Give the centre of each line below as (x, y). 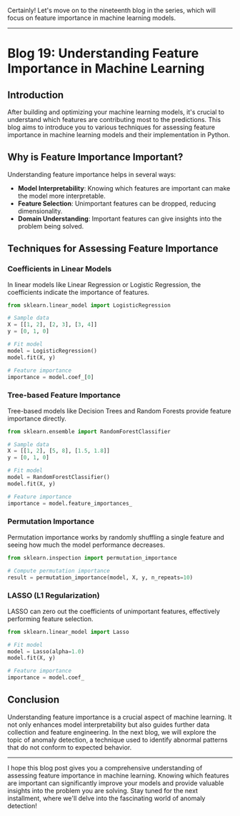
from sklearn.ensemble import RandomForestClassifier (89, 431)
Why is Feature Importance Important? (95, 157)
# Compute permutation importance (59, 570)
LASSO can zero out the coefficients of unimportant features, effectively (114, 611)
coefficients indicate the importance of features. (79, 292)
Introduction (36, 95)
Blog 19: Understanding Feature (103, 54)
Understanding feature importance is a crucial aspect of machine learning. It (120, 717)
